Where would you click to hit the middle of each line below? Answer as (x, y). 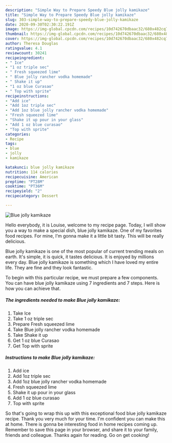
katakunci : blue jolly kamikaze (40, 167)
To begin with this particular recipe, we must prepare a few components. (82, 277)
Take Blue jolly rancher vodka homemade (56, 330)
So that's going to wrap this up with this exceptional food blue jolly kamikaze (86, 413)
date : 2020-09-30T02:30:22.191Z (40, 24)
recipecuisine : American (32, 177)
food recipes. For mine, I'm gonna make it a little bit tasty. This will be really (84, 236)
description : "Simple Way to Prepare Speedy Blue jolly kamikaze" (78, 10)
